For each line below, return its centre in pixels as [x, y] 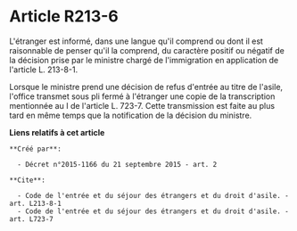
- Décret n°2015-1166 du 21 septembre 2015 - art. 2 [117, 164]
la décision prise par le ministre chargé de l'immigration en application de [144, 60]
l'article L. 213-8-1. [44, 70]
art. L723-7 [31, 219]
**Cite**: [28, 180]
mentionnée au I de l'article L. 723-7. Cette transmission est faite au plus [142, 105]
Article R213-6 [64, 16]
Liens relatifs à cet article [57, 132]
